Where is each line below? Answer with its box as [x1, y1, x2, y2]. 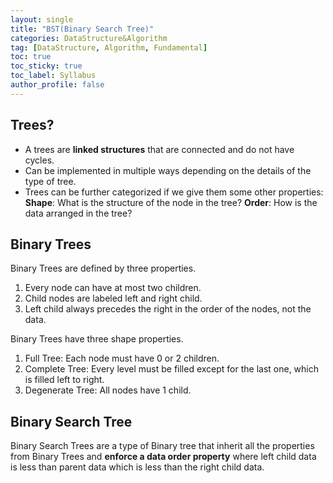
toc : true [10, 52, 52, 62]
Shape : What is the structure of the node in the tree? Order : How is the [24, 196, 318, 208]
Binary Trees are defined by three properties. [10, 262, 197, 275]
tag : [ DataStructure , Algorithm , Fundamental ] [10, 42, 208, 53]
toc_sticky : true [10, 61, 83, 71]
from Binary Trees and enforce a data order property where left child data [10, 451, 317, 463]
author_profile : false [10, 80, 105, 90]
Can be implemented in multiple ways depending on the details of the [24, 164, 312, 176]
